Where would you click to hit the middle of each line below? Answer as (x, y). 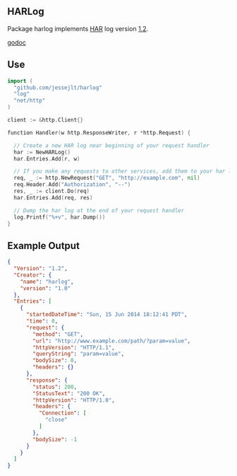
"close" (56, 420)
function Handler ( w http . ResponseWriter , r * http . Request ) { (99, 133)
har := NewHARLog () (42, 152)
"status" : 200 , (55, 387)
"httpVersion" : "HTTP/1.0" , (74, 400)
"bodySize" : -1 (55, 439)
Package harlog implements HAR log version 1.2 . (78, 28)
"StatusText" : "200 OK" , (69, 393)
